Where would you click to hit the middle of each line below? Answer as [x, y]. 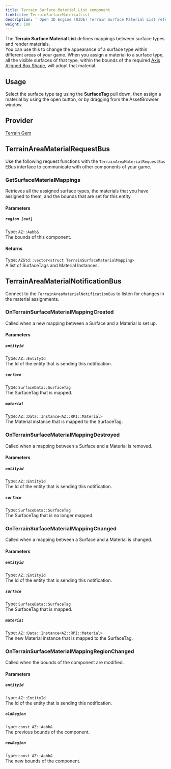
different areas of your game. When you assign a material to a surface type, [84, 55]
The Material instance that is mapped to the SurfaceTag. [64, 422]
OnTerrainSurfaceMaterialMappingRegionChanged [70, 651]
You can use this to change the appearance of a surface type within [76, 49]
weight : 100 [18, 24]
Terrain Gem [18, 133]
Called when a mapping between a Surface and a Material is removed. [79, 446]
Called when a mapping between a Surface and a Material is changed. [79, 539]
